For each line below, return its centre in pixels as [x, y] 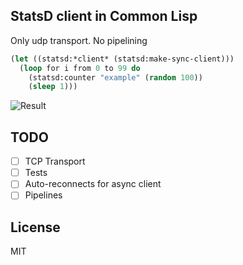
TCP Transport [55, 161]
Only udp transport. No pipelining [79, 40]
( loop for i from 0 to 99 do [80, 68]
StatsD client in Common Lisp [104, 16]
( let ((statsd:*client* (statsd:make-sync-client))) [122, 59]
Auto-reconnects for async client [93, 184]
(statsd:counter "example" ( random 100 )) [115, 77]
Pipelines [43, 195]
